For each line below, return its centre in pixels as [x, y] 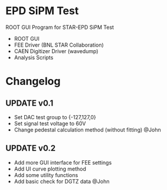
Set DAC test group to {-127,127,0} [55, 117]
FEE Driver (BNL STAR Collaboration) [59, 45]
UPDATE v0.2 [31, 148]
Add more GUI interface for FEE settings [63, 162]
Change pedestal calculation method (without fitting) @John [87, 130]
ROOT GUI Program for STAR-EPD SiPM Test [60, 27]
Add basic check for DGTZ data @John [62, 181]
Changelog [33, 81]
